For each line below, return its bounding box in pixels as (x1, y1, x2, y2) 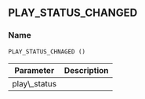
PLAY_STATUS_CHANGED (8, 6, 138, 20)
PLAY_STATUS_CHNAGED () (8, 47, 86, 56)
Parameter (14, 64, 55, 75)
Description (63, 64, 109, 75)
